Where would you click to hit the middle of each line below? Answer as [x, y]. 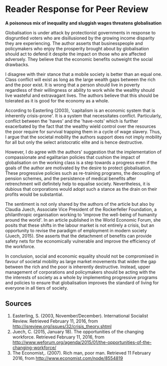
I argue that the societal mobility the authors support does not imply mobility [83, 137]
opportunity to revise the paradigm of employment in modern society [76, 230]
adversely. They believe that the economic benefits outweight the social [79, 59]
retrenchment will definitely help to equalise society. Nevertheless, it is [78, 184]
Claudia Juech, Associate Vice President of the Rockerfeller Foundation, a [81, 209]
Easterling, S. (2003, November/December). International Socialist [80, 316]
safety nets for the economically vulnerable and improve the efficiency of [81, 241]
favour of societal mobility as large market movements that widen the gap [81, 261]
